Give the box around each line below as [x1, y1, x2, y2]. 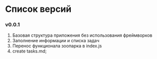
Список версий [5, 3, 72, 15]
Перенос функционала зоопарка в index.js [12, 43, 102, 49]
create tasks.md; [12, 48, 47, 54]
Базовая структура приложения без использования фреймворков [12, 32, 153, 38]
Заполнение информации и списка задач [12, 38, 100, 44]
